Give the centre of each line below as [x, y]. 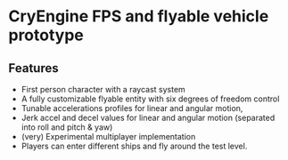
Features [33, 68]
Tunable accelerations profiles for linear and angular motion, [132, 108]
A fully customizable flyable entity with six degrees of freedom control [150, 99]
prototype [46, 35]
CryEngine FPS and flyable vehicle [139, 16]
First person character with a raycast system [103, 89]
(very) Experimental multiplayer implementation [108, 136]
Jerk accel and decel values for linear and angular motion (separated [148, 118]
